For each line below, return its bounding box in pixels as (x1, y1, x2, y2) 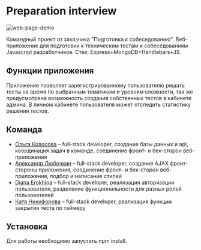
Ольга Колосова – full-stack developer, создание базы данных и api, (14, 140, 188, 147)
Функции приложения (6, 66, 94, 76)
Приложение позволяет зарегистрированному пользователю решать (6, 82, 185, 89)
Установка (6, 221, 48, 231)
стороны (14, 166, 37, 173)
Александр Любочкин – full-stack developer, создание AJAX (14, 159, 169, 167)
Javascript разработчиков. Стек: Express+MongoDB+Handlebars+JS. (6, 48, 182, 55)
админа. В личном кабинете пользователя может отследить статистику (6, 101, 191, 108)
